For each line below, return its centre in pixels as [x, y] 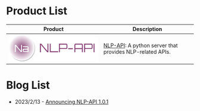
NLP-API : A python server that [140, 45]
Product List [37, 11]
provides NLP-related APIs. [137, 52]
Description [147, 29]
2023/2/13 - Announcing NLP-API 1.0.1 [62, 102]
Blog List [28, 85]
